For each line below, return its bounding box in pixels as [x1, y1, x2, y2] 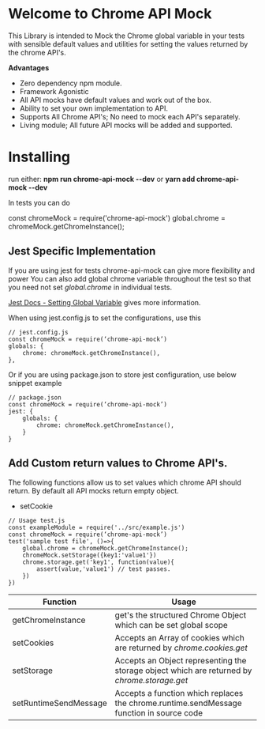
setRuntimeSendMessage [12, 697, 108, 708]
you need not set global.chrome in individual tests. [8, 282, 172, 292]
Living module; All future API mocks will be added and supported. [19, 120, 233, 130]
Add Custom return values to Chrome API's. [8, 456, 228, 470]
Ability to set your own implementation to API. [19, 104, 168, 113]
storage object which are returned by [114, 665, 252, 676]
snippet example [8, 378, 62, 387]
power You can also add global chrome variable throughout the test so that [8, 274, 252, 283]
